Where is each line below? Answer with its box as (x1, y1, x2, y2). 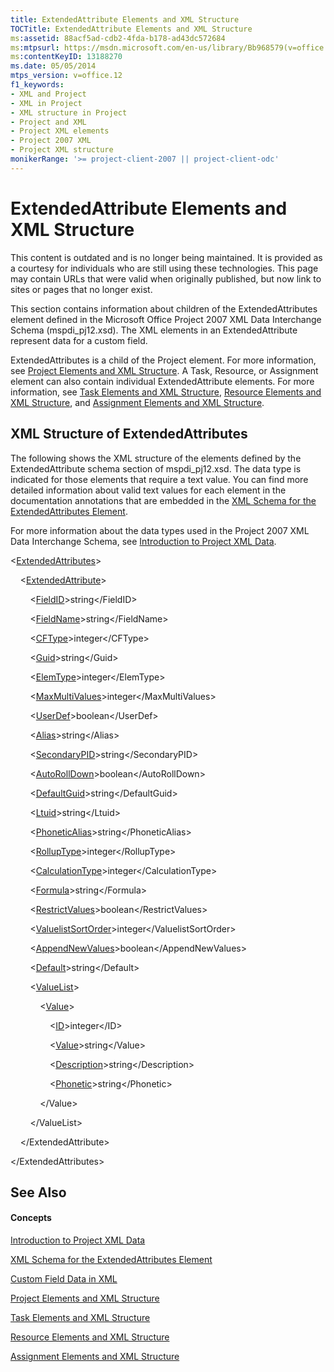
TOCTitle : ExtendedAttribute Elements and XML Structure (10, 24, 253, 34)
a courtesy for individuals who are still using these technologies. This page (10, 262, 319, 274)
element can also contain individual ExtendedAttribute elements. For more (10, 375, 315, 387)
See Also (10, 1184, 67, 1201)
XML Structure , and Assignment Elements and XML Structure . (10, 396, 265, 408)
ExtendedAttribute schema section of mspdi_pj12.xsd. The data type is (10, 462, 302, 475)
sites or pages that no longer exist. (10, 283, 153, 295)
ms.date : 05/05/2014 (10, 61, 97, 71)
